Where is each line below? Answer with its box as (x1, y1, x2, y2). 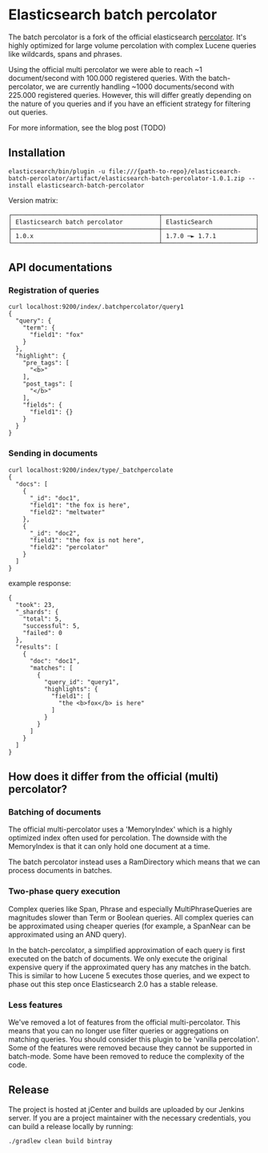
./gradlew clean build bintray (8, 1137, 113, 1145)
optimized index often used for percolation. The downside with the (8, 833, 228, 843)
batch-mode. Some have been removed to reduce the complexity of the (8, 1052, 245, 1062)
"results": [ (15, 643, 59, 651)
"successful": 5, (22, 621, 81, 630)
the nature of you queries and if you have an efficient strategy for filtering (8, 99, 250, 108)
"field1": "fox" (29, 331, 84, 339)
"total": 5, (22, 615, 62, 623)
